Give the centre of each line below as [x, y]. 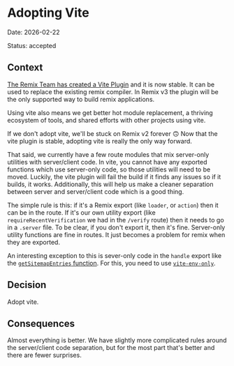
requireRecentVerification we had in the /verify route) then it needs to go [116, 220]
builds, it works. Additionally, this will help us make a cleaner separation [110, 184]
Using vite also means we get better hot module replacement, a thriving [110, 112]
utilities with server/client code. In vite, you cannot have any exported [107, 162]
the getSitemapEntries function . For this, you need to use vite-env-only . [111, 263]
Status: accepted [32, 45]
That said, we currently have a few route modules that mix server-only [108, 154]
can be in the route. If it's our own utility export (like [81, 212]
